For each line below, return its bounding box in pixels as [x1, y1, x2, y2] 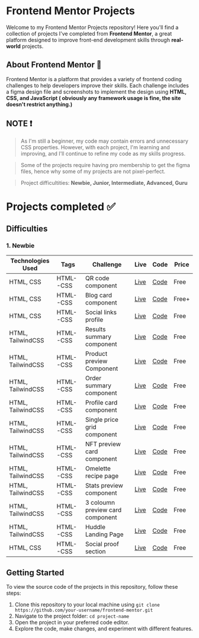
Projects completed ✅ [6, 200, 115, 213]
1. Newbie [6, 242, 35, 250]
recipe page [85, 472, 119, 480]
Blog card [85, 291, 113, 300]
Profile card [85, 399, 118, 407]
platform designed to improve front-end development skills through [6, 36, 171, 43]
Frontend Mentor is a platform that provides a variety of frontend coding [6, 75, 182, 82]
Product [85, 350, 108, 358]
